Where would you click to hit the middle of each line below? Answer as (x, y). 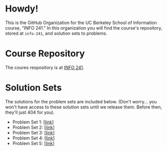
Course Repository (45, 54)
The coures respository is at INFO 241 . (45, 67)
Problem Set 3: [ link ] (33, 132)
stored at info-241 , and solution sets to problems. (56, 33)
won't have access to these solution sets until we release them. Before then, (84, 107)
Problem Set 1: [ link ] (33, 122)
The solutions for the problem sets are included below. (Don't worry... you (81, 101)
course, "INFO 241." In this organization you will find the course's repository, (84, 28)
